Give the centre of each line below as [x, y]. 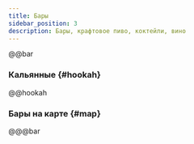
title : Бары [28, 16]
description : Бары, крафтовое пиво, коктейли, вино [97, 31]
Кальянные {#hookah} [55, 75]
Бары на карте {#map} [55, 113]
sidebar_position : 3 [43, 23]
